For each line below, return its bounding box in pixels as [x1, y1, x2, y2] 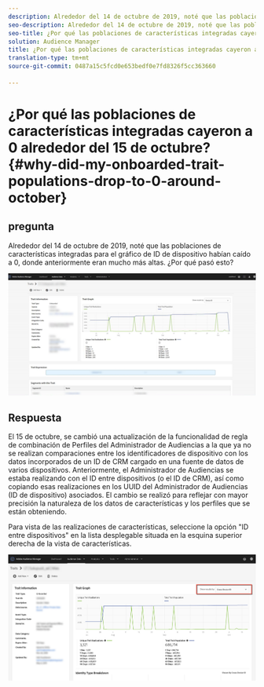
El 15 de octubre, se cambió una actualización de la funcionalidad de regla [8, 432, 248, 441]
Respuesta [8, 411, 62, 424]
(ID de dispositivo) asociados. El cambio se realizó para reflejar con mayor [8, 491, 249, 500]
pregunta [8, 220, 55, 233]
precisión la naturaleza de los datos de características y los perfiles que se [8, 499, 251, 508]
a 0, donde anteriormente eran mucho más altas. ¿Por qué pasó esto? [8, 258, 234, 267]
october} [8, 188, 68, 206]
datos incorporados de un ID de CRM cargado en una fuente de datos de [8, 457, 244, 466]
